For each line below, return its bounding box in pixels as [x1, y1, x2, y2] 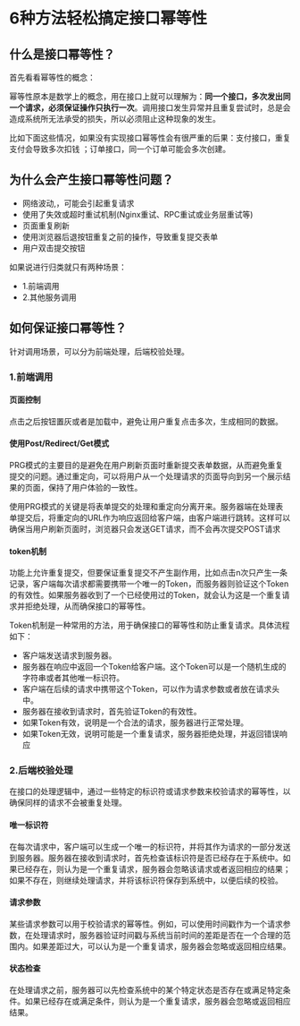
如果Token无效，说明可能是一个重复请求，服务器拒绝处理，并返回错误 [21, 729, 279, 740]
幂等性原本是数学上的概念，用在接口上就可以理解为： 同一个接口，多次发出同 [9, 91, 291, 101]
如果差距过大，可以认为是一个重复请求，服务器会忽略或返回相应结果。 [32, 941, 291, 952]
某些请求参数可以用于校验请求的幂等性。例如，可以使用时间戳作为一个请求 [9, 919, 283, 929]
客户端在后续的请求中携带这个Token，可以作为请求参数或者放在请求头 [21, 684, 279, 695]
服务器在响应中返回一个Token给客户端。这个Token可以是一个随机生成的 [21, 662, 287, 672]
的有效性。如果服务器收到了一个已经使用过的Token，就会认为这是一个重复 [9, 590, 283, 601]
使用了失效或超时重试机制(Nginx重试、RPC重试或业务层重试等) [21, 209, 254, 219]
